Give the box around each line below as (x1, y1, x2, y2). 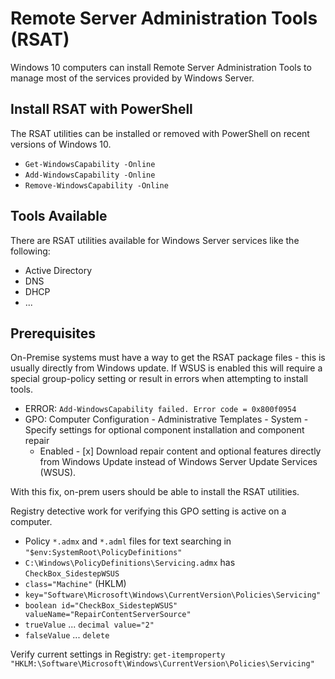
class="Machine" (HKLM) (24, 578, 127, 590)
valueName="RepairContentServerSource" (24, 610, 192, 620)
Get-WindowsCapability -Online (24, 159, 156, 169)
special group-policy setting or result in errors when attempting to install (10, 373, 308, 385)
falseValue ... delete (24, 629, 110, 641)
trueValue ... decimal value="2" (24, 618, 155, 631)
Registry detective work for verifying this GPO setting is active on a (10, 505, 287, 517)
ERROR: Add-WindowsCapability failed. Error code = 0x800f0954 (24, 403, 297, 415)
